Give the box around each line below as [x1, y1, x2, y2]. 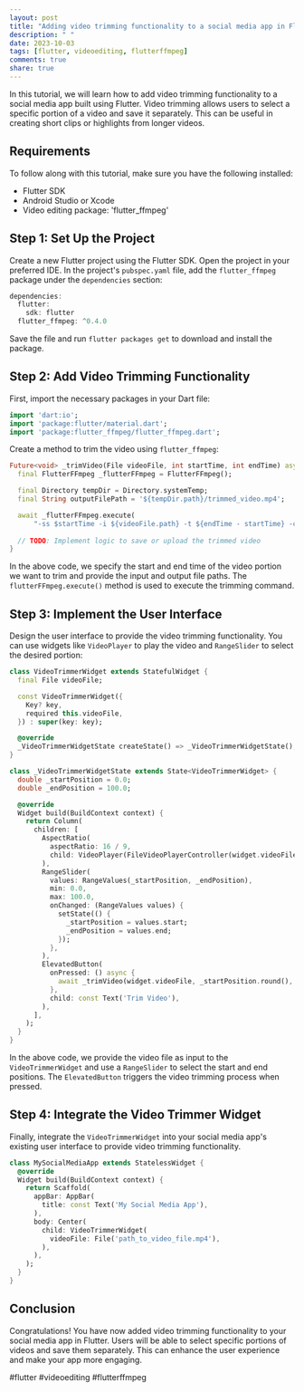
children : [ [33, 825, 79, 834]
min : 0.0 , [49, 884, 88, 893]
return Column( [25, 817, 83, 826]
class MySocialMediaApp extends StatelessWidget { [9, 1158, 204, 1167]
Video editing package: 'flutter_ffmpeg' [22, 205, 169, 216]
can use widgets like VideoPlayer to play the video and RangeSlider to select [9, 640, 294, 651]
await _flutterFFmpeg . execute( [17, 511, 136, 520]
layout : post [9, 13, 59, 23]
